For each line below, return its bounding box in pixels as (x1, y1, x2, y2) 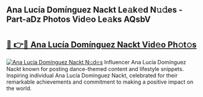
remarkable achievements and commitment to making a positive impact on (6, 78, 194, 85)
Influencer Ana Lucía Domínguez (104, 59, 187, 65)
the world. (6, 85, 32, 92)
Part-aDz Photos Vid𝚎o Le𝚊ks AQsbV (6, 15, 151, 25)
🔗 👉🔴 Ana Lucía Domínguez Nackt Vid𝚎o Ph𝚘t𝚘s (6, 39, 197, 50)
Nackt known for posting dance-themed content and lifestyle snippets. (6, 65, 184, 72)
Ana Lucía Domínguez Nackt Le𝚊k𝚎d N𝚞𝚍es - (6, 5, 183, 15)
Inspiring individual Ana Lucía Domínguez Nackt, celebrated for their (6, 72, 178, 79)
